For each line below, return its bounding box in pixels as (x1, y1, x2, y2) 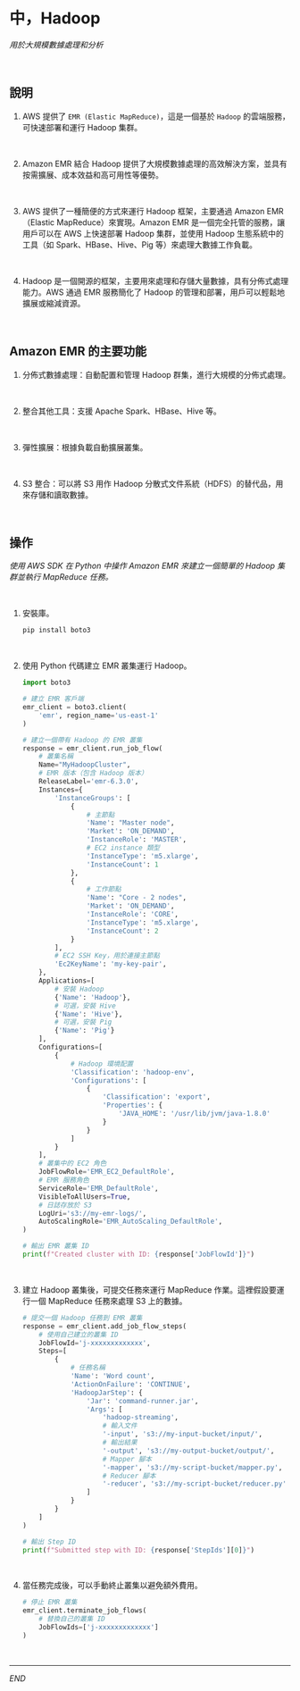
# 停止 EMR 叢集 (21, 1598, 78, 1607)
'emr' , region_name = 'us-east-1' (38, 711, 159, 720)
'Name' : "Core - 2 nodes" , (86, 893, 187, 902)
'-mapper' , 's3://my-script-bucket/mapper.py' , (102, 1462, 283, 1472)
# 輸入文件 (102, 1421, 137, 1430)
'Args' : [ (86, 1404, 123, 1414)
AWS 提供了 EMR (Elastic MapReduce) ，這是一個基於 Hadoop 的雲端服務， (21, 111, 290, 121)
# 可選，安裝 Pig (54, 1017, 112, 1027)
